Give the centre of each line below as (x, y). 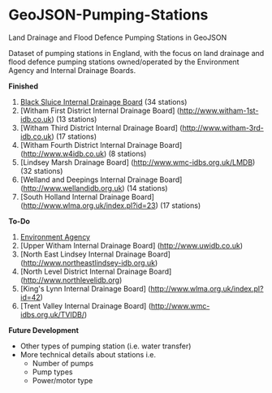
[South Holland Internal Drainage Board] (87, 196)
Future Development (44, 330)
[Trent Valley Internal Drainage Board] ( (86, 305)
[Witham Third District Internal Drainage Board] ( (101, 127)
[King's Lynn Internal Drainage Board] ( (85, 288)
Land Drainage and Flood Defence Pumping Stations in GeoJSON (118, 37)
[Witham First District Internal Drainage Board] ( (100, 110)
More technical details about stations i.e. (88, 354)
